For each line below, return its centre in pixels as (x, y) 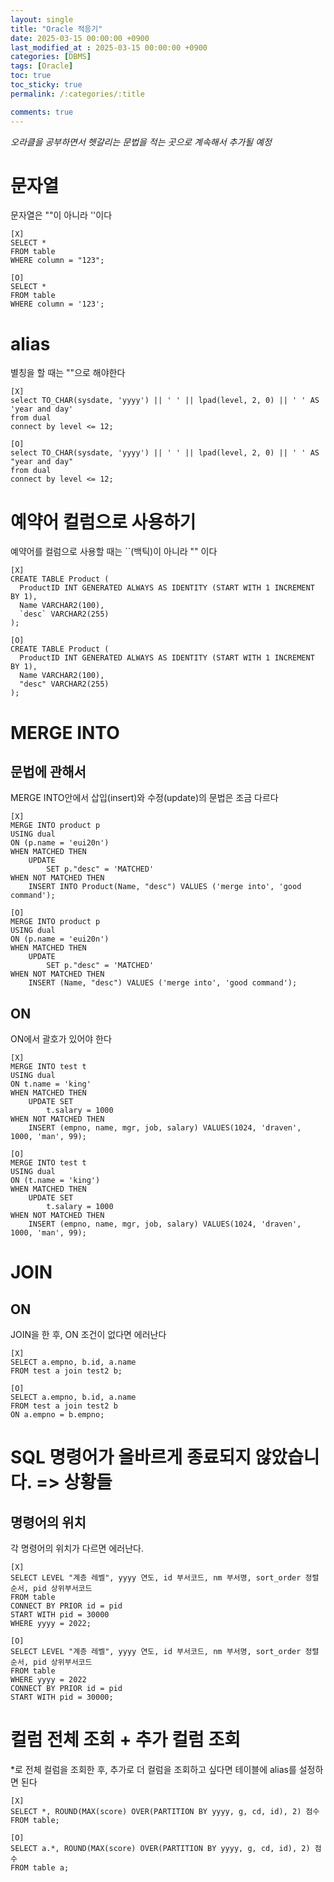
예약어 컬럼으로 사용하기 (103, 522)
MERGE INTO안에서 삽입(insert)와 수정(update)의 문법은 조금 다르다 (144, 798)
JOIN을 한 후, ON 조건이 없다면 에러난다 (88, 1335)
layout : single (42, 19)
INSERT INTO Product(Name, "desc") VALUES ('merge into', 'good (165, 887)
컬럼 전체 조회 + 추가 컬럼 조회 (125, 1740)
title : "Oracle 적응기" (56, 29)
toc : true (31, 76)
